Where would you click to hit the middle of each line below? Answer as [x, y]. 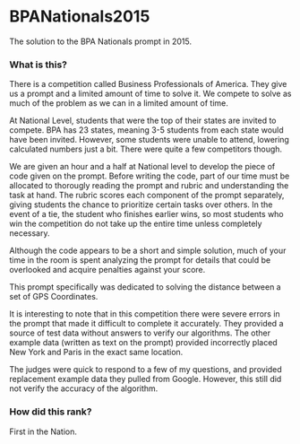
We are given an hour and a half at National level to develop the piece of [142, 167]
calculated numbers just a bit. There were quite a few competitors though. [146, 149]
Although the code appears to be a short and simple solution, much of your [148, 251]
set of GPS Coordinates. [54, 297]
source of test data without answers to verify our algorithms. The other [140, 333]
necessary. [30, 233]
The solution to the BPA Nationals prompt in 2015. [101, 41]
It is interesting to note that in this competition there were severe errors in [145, 314]
